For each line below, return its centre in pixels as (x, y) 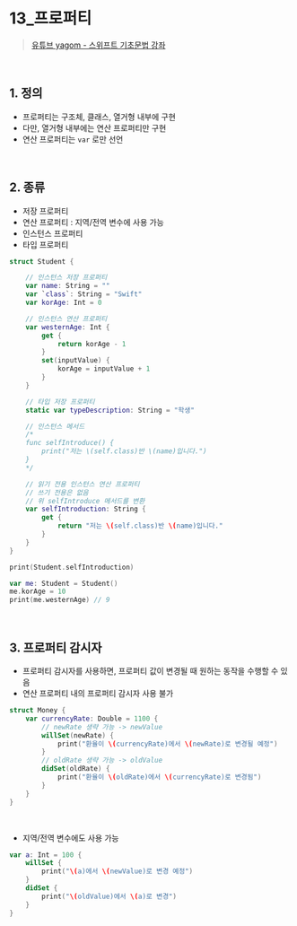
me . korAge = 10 (38, 592)
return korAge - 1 (92, 344)
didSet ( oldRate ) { (76, 769)
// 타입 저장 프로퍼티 (60, 402)
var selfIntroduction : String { (86, 509)
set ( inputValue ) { (76, 361)
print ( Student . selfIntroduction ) (72, 567)
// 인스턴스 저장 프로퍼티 (66, 278)
